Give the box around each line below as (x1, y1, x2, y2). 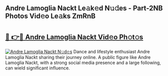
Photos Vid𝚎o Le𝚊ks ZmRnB (5, 12, 96, 21)
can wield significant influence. (5, 65, 70, 71)
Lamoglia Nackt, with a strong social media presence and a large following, (5, 60, 161, 65)
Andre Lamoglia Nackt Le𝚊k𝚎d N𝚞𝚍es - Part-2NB (5, 4, 163, 13)
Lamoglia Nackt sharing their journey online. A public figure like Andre (5, 54, 151, 60)
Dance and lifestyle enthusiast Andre (73, 49, 150, 54)
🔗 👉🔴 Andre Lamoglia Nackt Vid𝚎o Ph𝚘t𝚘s (5, 33, 143, 41)
